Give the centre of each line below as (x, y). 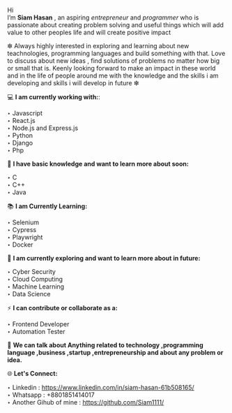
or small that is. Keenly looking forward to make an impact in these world (111, 68)
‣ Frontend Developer (38, 324)
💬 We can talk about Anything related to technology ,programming (105, 345)
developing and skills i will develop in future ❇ (73, 83)
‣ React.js (22, 121)
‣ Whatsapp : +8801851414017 (51, 395)
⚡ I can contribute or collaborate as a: (63, 308)
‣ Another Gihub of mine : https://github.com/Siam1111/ (86, 402)
